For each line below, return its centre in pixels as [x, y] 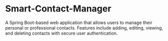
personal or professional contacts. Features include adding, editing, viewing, [84, 27]
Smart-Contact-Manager [58, 9]
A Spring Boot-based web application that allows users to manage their [79, 22]
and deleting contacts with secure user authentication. [61, 33]
